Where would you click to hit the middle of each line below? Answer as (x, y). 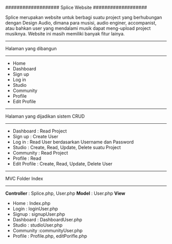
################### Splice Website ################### (76, 7)
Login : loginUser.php (35, 209)
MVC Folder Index (24, 179)
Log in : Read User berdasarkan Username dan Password (73, 142)
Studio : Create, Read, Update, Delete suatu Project (67, 147)
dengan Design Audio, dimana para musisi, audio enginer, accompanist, (81, 23)
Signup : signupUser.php (39, 214)
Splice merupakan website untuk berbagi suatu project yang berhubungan (84, 17)
